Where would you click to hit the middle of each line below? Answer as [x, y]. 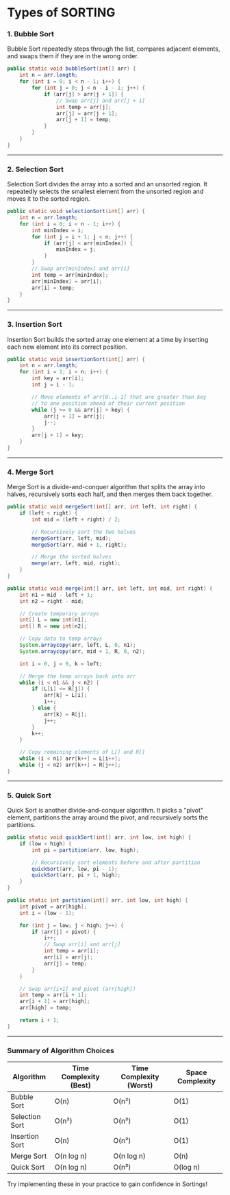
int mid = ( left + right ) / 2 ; [76, 519]
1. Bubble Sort [31, 34]
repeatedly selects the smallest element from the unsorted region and [105, 192]
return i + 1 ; [39, 1020]
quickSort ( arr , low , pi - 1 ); [75, 869]
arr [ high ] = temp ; [46, 1008]
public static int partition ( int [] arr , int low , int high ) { [98, 900]
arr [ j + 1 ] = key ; [58, 435]
